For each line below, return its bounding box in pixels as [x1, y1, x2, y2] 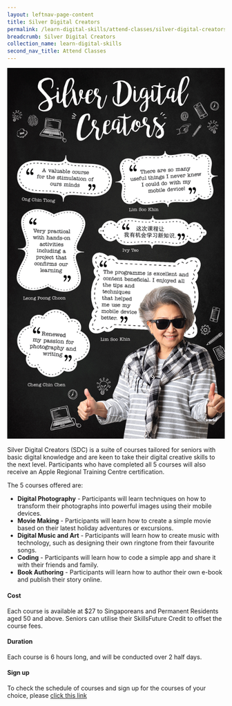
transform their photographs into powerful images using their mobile [17, 502, 212, 510]
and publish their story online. [17, 575, 102, 584]
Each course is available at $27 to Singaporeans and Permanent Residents [7, 606, 219, 615]
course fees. [7, 622, 43, 630]
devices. [17, 509, 42, 518]
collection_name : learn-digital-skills [7, 40, 122, 48]
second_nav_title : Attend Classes [7, 48, 107, 55]
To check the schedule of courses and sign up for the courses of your [7, 684, 206, 692]
